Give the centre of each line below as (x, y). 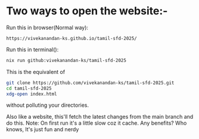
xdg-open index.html (32, 94)
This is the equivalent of (36, 72)
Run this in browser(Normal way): (47, 27)
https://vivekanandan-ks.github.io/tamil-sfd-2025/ (71, 38)
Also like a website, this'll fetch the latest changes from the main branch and (100, 117)
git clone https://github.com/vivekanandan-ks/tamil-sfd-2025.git (90, 83)
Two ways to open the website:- (87, 11)
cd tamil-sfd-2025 (29, 88)
